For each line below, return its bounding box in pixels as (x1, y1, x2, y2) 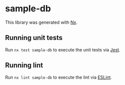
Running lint (5, 61, 43, 70)
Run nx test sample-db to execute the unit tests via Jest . (5, 46, 121, 52)
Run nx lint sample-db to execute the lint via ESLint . (5, 74, 112, 80)
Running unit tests (5, 34, 63, 42)
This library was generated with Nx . (5, 19, 78, 25)
